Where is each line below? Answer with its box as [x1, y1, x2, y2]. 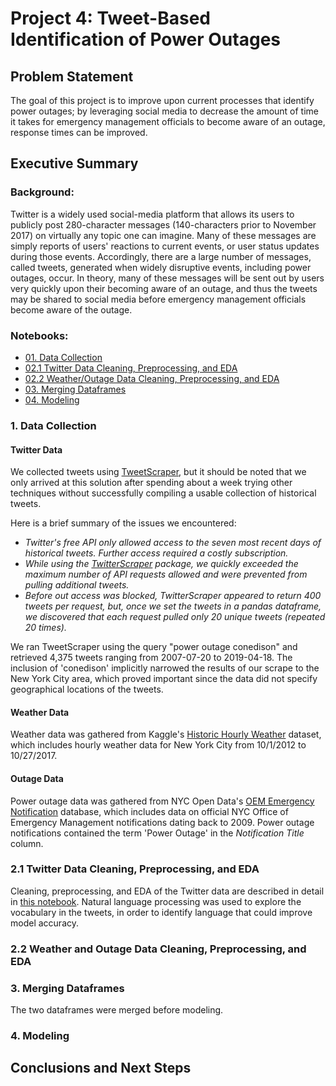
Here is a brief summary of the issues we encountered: [10, 517, 237, 529]
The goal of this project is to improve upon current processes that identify [10, 95, 315, 106]
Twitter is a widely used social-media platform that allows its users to [10, 208, 295, 220]
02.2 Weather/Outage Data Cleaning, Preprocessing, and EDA [24, 372, 280, 384]
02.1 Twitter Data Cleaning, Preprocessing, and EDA [24, 362, 238, 374]
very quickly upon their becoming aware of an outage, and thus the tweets [10, 282, 318, 294]
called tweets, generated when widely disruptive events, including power [10, 261, 312, 273]
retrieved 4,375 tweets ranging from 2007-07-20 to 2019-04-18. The [10, 652, 293, 664]
